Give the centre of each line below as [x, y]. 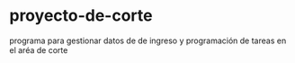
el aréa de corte [39, 49]
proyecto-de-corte [81, 16]
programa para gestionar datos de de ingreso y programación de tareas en [148, 40]
